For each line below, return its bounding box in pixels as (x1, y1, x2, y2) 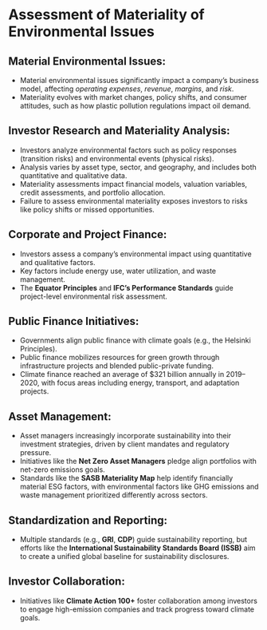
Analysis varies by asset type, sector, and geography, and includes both (19, 162, 257, 172)
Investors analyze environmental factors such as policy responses (19, 145, 238, 155)
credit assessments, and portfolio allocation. (19, 188, 166, 197)
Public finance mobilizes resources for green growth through (19, 353, 220, 363)
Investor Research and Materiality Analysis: (8, 124, 230, 137)
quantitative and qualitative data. (19, 170, 128, 180)
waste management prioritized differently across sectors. (19, 490, 208, 500)
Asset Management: (8, 410, 112, 423)
